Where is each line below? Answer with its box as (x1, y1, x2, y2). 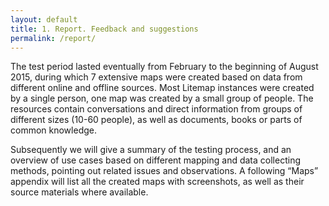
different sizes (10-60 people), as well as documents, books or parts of (10, 114, 303, 126)
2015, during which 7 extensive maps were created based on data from (10, 71, 303, 83)
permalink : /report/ (10, 33, 97, 43)
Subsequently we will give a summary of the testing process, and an (10, 144, 292, 156)
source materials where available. (10, 186, 149, 198)
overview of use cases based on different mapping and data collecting (10, 154, 301, 166)
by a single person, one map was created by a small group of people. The (10, 92, 314, 105)
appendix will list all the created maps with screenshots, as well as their (10, 176, 305, 188)
